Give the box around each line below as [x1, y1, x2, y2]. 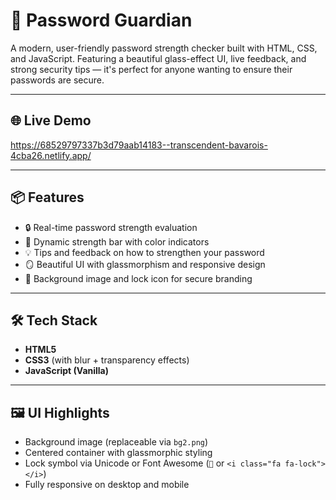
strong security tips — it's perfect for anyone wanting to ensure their [10, 63, 293, 75]
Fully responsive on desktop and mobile [24, 479, 190, 491]
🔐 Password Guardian [10, 9, 193, 32]
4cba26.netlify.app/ [10, 149, 92, 161]
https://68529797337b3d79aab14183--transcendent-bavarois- [10, 139, 268, 151]
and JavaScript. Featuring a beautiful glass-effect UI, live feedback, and [10, 52, 307, 64]
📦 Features [10, 189, 85, 206]
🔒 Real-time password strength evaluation [24, 221, 198, 233]
